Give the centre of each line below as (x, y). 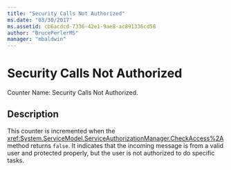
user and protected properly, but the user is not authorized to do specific (111, 153)
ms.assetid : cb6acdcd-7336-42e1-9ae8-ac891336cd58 (82, 26)
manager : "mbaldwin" (37, 39)
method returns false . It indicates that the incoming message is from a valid (115, 145)
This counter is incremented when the (61, 131)
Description (33, 114)
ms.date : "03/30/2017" (40, 20)
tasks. (16, 160)
